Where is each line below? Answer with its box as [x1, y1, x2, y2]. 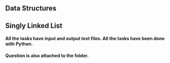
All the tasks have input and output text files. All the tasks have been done [5, 36, 165, 42]
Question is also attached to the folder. [5, 52, 89, 58]
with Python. [5, 41, 33, 47]
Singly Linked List [5, 21, 62, 30]
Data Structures [5, 4, 57, 13]
